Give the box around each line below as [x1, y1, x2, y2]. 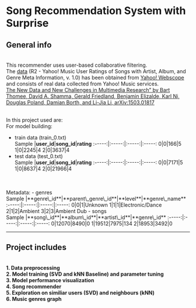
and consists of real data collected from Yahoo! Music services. [6, 80, 159, 87]
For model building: [6, 123, 52, 129]
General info [6, 40, 52, 50]
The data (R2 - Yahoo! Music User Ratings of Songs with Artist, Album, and [6, 68, 187, 74]
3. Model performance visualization [6, 276, 94, 283]
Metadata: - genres [6, 189, 52, 196]
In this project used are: [6, 117, 63, 124]
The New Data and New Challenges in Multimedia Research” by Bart [6, 87, 170, 93]
